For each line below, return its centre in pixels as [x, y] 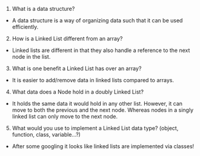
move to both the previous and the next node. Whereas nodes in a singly [103, 110]
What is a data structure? [43, 9]
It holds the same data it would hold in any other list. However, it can [97, 103]
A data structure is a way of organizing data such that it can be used [97, 20]
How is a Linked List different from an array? [67, 38]
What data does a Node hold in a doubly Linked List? [78, 92]
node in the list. [31, 57]
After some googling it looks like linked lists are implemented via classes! [103, 146]
